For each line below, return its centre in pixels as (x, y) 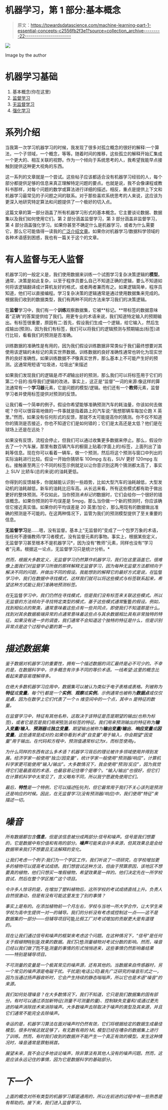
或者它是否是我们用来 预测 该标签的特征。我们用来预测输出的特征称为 (85, 722)
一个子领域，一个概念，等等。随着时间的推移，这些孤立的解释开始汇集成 (88, 154)
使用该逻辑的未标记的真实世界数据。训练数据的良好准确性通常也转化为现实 (82, 352)
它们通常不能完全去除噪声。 (34, 1013)
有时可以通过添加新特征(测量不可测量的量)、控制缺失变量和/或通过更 (84, 1000)
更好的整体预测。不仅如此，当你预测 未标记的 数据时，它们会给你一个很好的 (82, 494)
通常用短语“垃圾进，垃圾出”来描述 (53, 364)
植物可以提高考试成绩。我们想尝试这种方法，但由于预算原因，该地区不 (86, 866)
